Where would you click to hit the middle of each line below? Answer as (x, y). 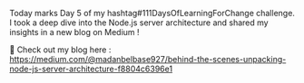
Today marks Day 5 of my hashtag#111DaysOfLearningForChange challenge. (152, 13)
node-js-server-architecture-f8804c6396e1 (91, 69)
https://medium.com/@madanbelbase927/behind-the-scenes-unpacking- (148, 59)
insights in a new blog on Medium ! (74, 32)
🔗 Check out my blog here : (60, 50)
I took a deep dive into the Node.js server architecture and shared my (139, 23)
